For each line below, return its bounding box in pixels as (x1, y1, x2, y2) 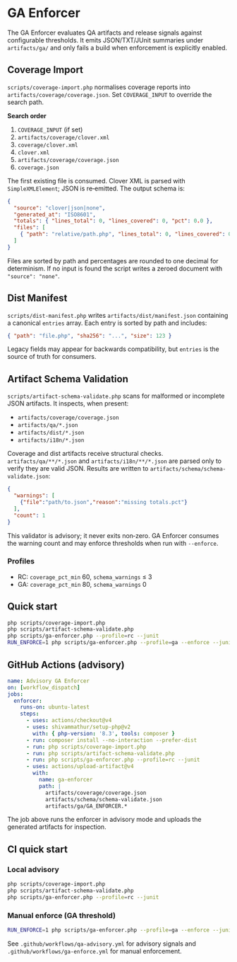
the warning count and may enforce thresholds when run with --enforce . (7, 539, 219, 547)
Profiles (7, 556, 35, 566)
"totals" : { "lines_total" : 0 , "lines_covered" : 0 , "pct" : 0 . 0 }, (13, 217, 213, 224)
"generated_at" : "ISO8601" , (13, 211, 97, 218)
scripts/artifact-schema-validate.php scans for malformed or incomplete (7, 391, 225, 401)
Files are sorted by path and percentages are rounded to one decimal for (7, 256, 219, 265)
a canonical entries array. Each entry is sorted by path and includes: (7, 319, 207, 327)
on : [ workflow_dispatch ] (7, 684, 80, 691)
